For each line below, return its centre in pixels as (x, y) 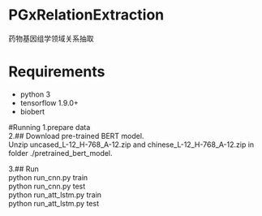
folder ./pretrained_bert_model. (60, 153)
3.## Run (24, 169)
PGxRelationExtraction (86, 15)
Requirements (57, 72)
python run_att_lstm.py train (55, 194)
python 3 (35, 94)
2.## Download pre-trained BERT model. (76, 136)
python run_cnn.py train (48, 177)
